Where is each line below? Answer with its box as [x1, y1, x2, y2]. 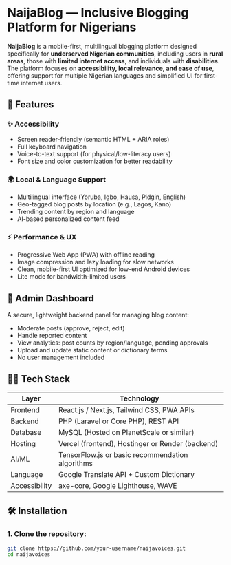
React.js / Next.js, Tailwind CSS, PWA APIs [58, 405, 195, 414]
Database [10, 427, 42, 437]
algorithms [58, 458, 93, 468]
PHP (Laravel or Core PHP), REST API [58, 416, 179, 426]
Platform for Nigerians [7, 19, 137, 35]
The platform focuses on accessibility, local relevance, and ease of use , [7, 64, 214, 72]
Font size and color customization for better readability [16, 157, 173, 165]
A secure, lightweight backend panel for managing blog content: [7, 311, 189, 319]
